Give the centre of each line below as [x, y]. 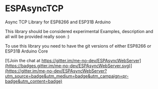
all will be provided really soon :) [37, 36]
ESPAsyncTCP [34, 9]
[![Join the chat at [23, 60]
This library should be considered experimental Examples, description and [79, 31]
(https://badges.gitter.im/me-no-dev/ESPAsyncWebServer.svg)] [69, 66]
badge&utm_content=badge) [34, 81]
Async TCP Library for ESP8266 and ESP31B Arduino [58, 22]
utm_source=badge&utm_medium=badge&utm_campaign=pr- [67, 76]
